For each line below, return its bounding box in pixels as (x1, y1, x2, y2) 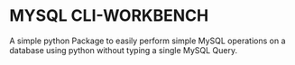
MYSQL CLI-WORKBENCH (9, 5, 209, 26)
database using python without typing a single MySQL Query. (9, 44, 238, 55)
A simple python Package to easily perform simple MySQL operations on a (9, 35, 286, 46)
